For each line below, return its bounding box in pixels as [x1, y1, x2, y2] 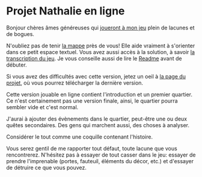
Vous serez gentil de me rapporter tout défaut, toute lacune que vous [6, 145, 177, 152]
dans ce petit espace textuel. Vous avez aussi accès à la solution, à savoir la [6, 48, 195, 55]
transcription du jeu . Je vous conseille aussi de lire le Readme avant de [6, 55, 182, 62]
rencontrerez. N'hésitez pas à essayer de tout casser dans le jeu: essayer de [6, 151, 196, 158]
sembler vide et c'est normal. [6, 103, 79, 110]
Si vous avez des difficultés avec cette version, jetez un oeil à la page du [6, 73, 186, 80]
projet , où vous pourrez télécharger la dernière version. [6, 79, 143, 86]
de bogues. [6, 30, 35, 37]
